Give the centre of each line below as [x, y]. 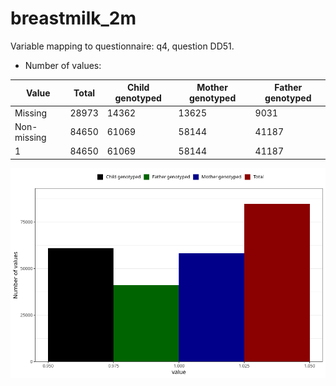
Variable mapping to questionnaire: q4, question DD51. [122, 46]
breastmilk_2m [73, 18]
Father [288, 88]
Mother [212, 88]
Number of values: [63, 65]
